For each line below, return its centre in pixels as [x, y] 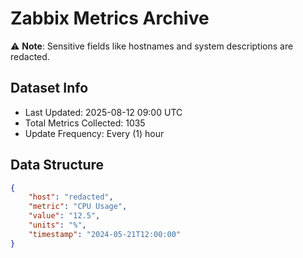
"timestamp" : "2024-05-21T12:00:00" [105, 234]
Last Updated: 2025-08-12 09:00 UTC [103, 112]
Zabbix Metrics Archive [110, 18]
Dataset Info [49, 88]
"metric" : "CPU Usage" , [78, 207]
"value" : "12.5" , [64, 216]
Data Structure [57, 165]
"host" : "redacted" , [71, 197]
